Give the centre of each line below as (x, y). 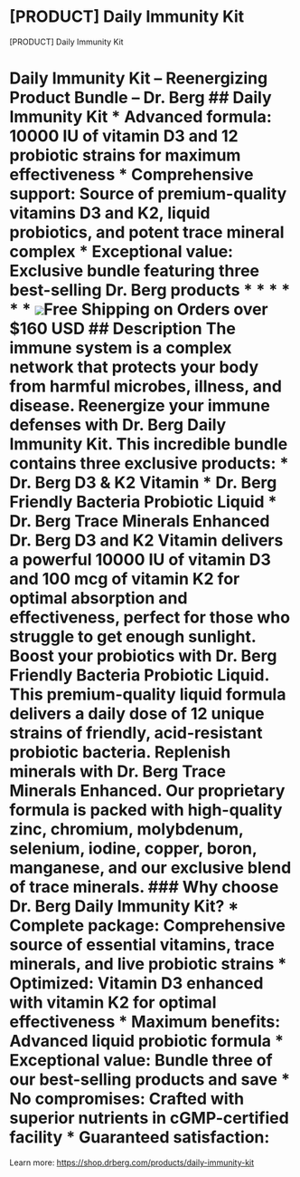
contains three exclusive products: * (149, 463)
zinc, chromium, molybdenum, (127, 830)
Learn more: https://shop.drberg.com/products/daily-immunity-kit (132, 1163)
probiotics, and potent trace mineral (147, 232)
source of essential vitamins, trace (142, 945)
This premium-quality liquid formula (148, 695)
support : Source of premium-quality (148, 194)
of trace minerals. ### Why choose (144, 888)
